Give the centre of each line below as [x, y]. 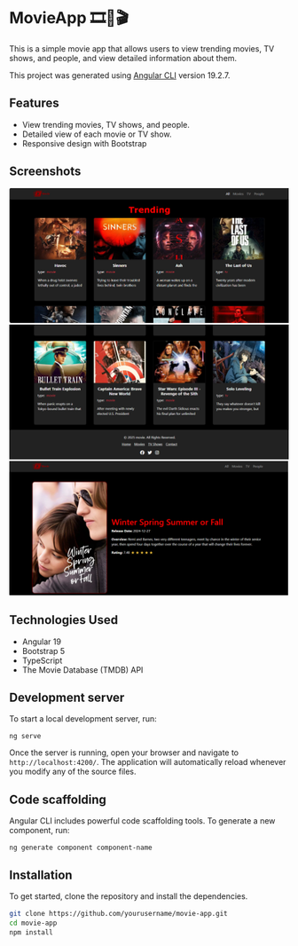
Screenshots [45, 172]
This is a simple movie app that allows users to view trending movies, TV [142, 48]
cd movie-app [33, 923]
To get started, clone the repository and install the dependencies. [129, 896]
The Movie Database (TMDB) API [82, 670]
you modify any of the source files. [73, 772]
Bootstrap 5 [43, 650]
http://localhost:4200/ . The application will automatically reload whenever [148, 762]
